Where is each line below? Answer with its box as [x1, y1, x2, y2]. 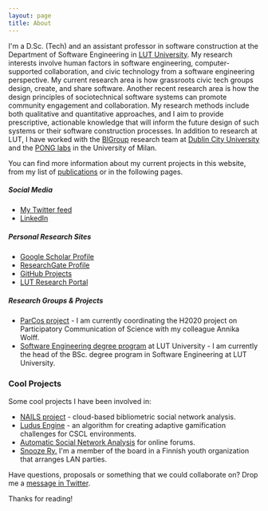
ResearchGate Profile [19, 260, 90, 270]
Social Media [8, 185, 53, 195]
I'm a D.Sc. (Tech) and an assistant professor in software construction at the [8, 41, 259, 50]
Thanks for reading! [8, 493, 73, 503]
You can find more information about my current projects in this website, [8, 158, 246, 168]
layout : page [8, 11, 52, 20]
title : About [8, 19, 52, 27]
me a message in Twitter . [8, 478, 91, 488]
